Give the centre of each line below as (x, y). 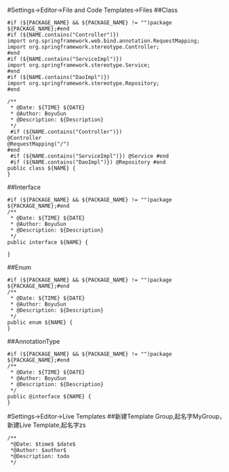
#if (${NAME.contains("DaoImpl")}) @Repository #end (88, 162)
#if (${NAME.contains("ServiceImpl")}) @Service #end (90, 156)
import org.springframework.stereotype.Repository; (83, 83)
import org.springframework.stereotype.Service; (79, 65)
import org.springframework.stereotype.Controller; (83, 47)
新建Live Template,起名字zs (46, 425)
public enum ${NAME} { (40, 322)
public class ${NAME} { (42, 168)
